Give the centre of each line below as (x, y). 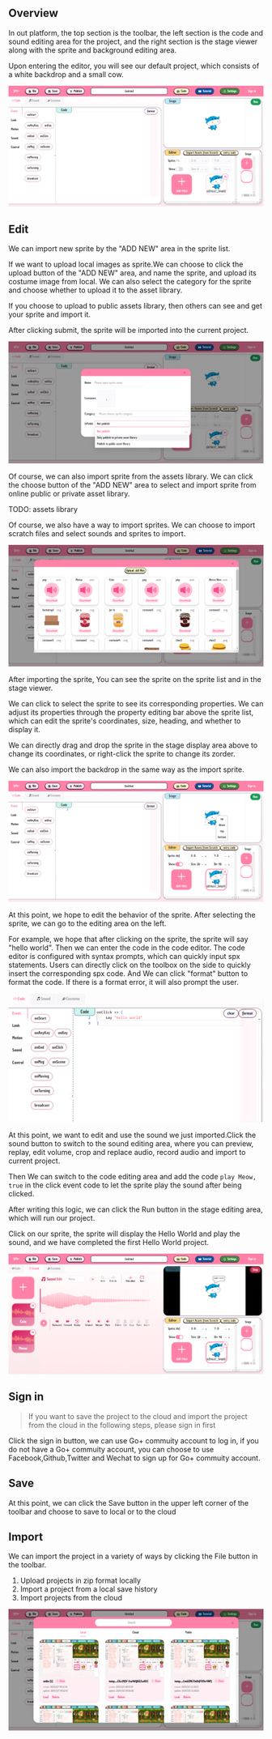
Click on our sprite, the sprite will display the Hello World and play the (124, 1234)
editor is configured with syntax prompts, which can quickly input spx (124, 956)
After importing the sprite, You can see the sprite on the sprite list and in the (135, 680)
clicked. (21, 1193)
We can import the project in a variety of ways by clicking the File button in (133, 1556)
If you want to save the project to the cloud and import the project (138, 1416)
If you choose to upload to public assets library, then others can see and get (136, 306)
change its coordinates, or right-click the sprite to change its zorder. (122, 754)
